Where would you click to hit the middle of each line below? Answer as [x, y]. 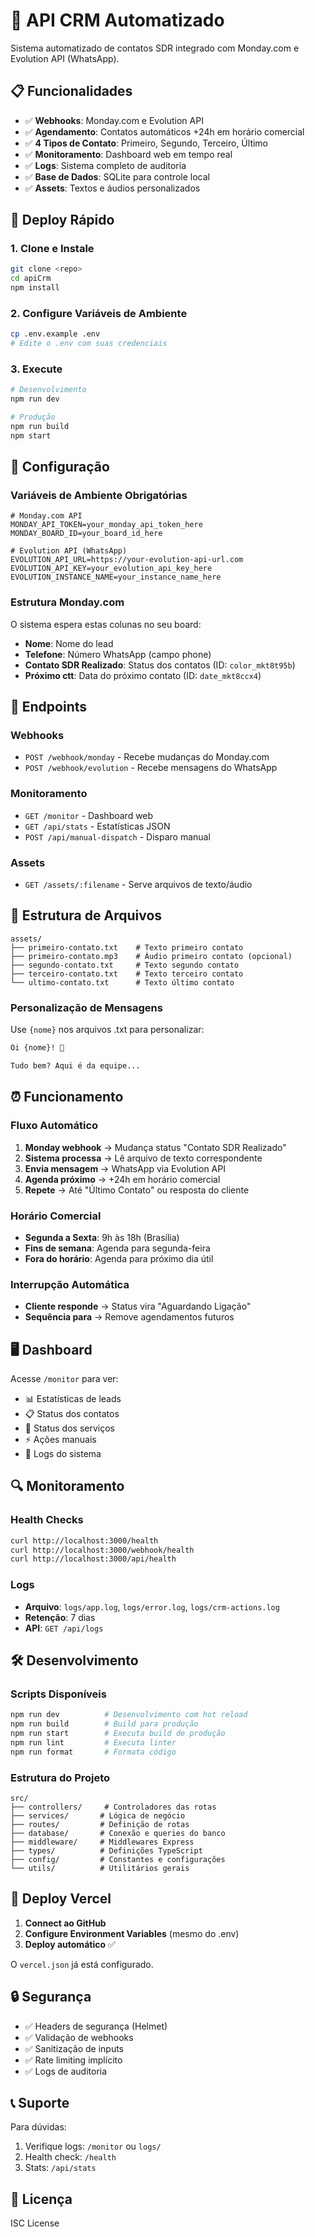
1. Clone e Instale [52, 249]
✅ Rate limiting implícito [73, 2060]
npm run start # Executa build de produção [118, 1734]
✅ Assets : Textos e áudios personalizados [112, 188]
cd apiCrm [31, 279]
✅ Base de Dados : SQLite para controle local [117, 176]
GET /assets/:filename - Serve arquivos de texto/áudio [138, 885]
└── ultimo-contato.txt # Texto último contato [122, 982]
